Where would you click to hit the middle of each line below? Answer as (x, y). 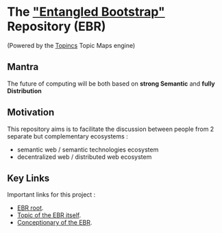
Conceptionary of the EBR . (54, 223)
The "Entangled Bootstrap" (86, 12)
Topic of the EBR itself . (49, 215)
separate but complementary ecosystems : (67, 136)
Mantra (23, 67)
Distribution (25, 90)
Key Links (28, 178)
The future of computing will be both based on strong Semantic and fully (111, 84)
